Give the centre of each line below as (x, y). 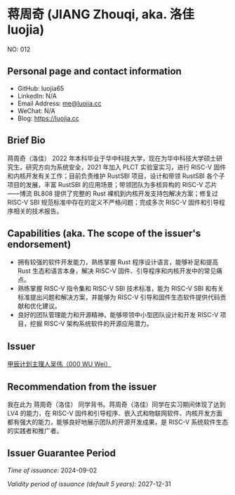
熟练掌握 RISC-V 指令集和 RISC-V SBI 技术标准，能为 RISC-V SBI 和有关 (121, 288)
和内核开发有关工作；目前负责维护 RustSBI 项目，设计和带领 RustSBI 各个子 (116, 176)
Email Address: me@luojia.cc (59, 103)
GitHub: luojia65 (41, 88)
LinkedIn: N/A (37, 96)
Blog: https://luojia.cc (48, 118)
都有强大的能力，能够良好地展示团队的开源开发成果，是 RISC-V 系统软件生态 (118, 422)
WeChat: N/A (36, 110)
